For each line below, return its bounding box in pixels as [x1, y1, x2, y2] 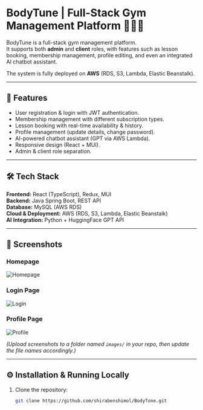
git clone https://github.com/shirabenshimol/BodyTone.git [14, 397, 167, 404]
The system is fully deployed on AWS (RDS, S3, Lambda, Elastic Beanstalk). [6, 69, 195, 77]
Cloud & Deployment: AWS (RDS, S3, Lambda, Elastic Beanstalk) [6, 210, 168, 217]
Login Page [6, 286, 40, 295]
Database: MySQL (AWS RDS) [6, 203, 82, 211]
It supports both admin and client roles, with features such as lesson [6, 45, 178, 53]
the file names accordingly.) [6, 347, 77, 354]
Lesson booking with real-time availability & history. [14, 121, 144, 129]
